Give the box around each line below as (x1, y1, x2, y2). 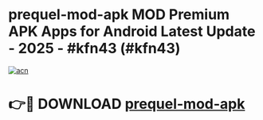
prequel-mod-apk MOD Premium (8, 6, 230, 24)
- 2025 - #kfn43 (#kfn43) (8, 40, 181, 57)
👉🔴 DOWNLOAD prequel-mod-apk (8, 95, 245, 113)
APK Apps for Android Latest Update (8, 22, 256, 41)
